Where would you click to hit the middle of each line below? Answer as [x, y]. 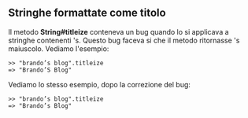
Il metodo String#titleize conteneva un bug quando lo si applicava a [119, 31]
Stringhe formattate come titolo [87, 13]
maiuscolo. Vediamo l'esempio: [59, 48]
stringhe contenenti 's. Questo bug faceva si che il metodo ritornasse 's [124, 40]
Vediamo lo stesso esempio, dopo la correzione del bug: [100, 84]
